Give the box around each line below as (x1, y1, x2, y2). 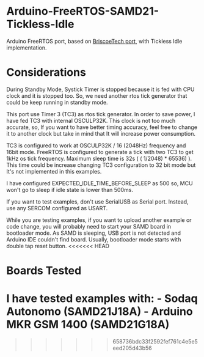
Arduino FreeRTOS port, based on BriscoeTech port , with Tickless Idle (6, 37, 183, 45)
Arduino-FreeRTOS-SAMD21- (6, 4, 159, 18)
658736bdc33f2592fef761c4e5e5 (112, 338, 199, 345)
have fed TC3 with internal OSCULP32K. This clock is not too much (6, 117, 176, 124)
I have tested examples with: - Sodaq (6, 292, 198, 306)
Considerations (6, 65, 87, 79)
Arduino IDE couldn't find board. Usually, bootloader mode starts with (6, 235, 181, 243)
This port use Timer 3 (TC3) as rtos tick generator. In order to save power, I (6, 110, 195, 117)
